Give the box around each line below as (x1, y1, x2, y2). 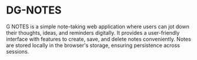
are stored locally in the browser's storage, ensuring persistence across (6, 42, 181, 49)
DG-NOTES (6, 4, 62, 17)
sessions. (6, 48, 29, 55)
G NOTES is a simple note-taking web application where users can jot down (6, 23, 189, 30)
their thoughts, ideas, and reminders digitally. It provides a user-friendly (6, 29, 180, 36)
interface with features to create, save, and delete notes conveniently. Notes (6, 35, 191, 42)
